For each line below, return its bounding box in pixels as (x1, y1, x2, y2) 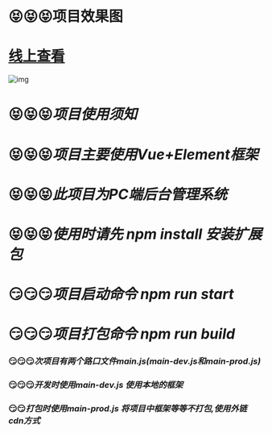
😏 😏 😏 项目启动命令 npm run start (8, 285, 235, 303)
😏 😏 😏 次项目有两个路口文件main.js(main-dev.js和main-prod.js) (8, 356, 262, 367)
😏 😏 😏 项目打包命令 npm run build (8, 325, 236, 343)
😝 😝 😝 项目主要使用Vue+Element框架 (8, 145, 259, 164)
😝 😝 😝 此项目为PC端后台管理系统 (8, 185, 228, 203)
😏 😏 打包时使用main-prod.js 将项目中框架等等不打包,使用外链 (8, 403, 248, 414)
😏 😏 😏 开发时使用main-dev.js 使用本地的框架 (8, 380, 183, 391)
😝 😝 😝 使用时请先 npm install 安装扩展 (8, 225, 262, 243)
